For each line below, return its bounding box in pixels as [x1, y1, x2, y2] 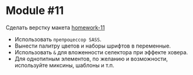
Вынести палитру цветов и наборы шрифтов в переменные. [14, 42, 172, 49]
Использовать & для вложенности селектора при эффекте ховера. [14, 48, 188, 55]
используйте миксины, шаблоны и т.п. [14, 62, 114, 69]
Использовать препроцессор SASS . [14, 35, 102, 43]
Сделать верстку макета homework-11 [5, 24, 105, 31]
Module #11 [5, 4, 64, 18]
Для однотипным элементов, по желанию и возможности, [14, 55, 169, 62]
